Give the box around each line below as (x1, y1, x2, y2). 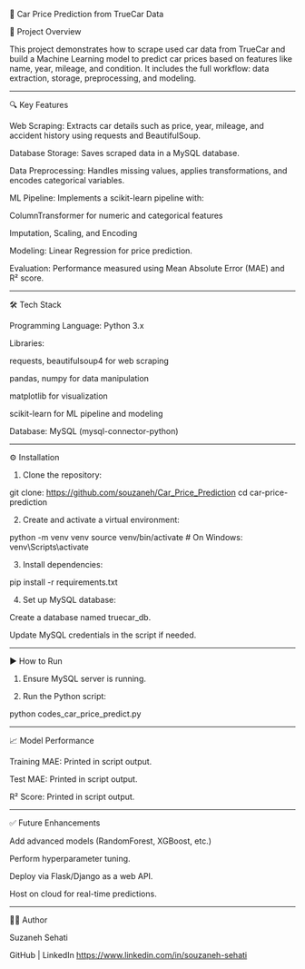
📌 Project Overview (9, 26, 82, 36)
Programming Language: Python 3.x (9, 321, 144, 331)
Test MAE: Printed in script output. (9, 774, 138, 785)
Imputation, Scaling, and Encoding (9, 228, 138, 238)
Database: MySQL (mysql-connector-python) (9, 426, 179, 436)
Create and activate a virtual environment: (22, 514, 180, 525)
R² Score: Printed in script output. (9, 791, 135, 802)
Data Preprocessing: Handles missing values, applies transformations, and (9, 165, 288, 176)
